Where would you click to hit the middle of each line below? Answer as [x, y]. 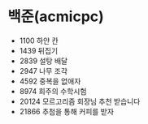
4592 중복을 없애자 [50, 81]
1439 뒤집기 [39, 50]
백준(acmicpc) [56, 17]
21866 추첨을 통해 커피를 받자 [67, 111]
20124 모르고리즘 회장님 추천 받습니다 [80, 101]
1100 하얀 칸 [39, 41]
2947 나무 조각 [44, 71]
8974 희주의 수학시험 [53, 91]
